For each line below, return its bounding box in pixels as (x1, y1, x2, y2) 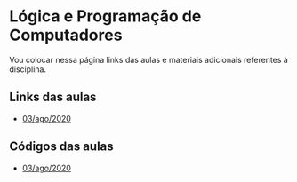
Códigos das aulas (9, 139, 114, 154)
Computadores (9, 25, 123, 45)
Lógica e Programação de (9, 6, 202, 27)
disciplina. (9, 64, 47, 75)
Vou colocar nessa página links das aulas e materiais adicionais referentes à (9, 54, 289, 65)
